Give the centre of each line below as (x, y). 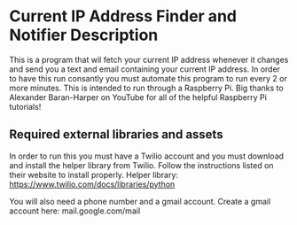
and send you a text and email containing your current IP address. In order (145, 69)
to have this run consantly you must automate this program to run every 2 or (148, 78)
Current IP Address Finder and (123, 16)
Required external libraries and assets (116, 135)
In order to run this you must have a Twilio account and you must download (147, 156)
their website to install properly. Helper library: (94, 175)
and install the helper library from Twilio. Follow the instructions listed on (141, 165)
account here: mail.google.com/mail (75, 211)
